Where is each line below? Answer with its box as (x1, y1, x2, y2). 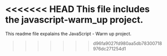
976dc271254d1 (93, 45, 126, 51)
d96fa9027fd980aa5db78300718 (93, 40, 162, 46)
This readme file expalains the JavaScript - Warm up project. (5, 30, 132, 36)
